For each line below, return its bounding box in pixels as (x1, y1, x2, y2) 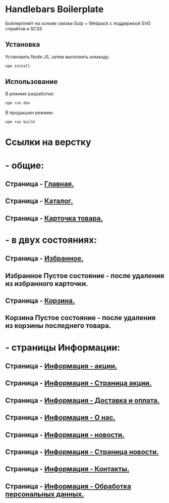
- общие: (5, 160, 44, 171)
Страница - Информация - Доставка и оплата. (5, 396, 160, 405)
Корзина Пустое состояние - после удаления (5, 314, 156, 322)
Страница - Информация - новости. (5, 430, 125, 439)
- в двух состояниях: (5, 234, 97, 245)
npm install (5, 63, 30, 69)
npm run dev (5, 100, 30, 106)
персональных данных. (5, 490, 84, 498)
